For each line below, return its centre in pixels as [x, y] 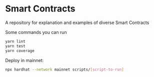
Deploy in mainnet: [24, 60]
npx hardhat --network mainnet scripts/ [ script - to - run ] [64, 69]
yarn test [15, 46]
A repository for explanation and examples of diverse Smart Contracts [77, 22]
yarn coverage [20, 50]
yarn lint [15, 41]
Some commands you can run [36, 32]
